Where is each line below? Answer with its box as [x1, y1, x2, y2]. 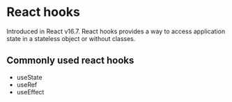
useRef [16, 80, 38, 89]
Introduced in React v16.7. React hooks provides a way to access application [6, 27, 226, 35]
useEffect [16, 87, 45, 96]
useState [16, 73, 42, 81]
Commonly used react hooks [6, 55, 134, 67]
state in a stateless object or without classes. [6, 34, 136, 42]
